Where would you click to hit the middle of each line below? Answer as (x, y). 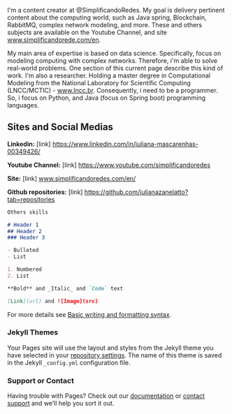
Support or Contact (41, 380)
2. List (19, 276)
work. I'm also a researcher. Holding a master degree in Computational (109, 75)
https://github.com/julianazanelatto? (136, 192)
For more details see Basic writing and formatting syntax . (89, 314)
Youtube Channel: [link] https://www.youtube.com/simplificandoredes (109, 165)
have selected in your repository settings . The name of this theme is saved (115, 355)
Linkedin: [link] (29, 144)
